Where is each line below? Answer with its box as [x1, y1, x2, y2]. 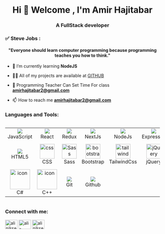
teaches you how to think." [55, 52, 110, 58]
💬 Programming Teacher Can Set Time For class [12, 82, 110, 88]
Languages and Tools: [5, 111, 59, 118]
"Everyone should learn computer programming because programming [8, 47, 157, 53]
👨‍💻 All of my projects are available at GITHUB [12, 73, 104, 79]
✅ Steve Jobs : [5, 35, 41, 42]
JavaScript [7, 133, 33, 140]
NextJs [84, 133, 102, 140]
